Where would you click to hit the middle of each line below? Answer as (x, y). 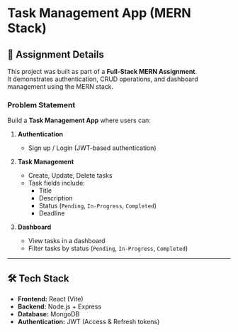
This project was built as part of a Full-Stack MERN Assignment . (102, 71)
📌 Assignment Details (56, 54)
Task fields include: (56, 183)
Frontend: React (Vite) (50, 299)
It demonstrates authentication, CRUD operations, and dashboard (103, 79)
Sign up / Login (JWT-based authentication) (92, 148)
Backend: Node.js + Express (59, 306)
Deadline (52, 213)
